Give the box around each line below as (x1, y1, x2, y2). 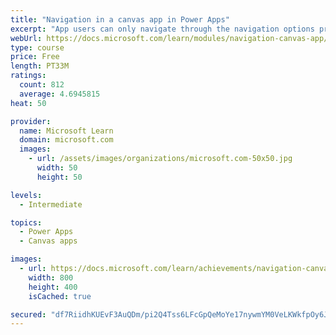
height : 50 (36, 172, 83, 182)
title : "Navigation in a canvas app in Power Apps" (10, 14, 230, 25)
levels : (10, 190, 43, 200)
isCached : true (28, 291, 92, 301)
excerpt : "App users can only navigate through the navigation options (10, 24, 315, 34)
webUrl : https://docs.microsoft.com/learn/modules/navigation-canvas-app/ (10, 33, 329, 43)
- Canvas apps (19, 236, 78, 246)
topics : (10, 217, 43, 228)
